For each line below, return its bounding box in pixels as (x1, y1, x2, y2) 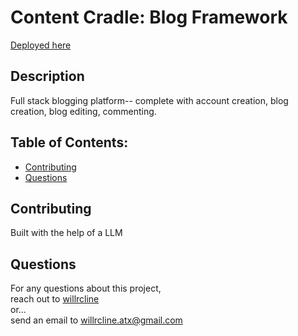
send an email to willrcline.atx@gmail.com (10, 314, 183, 326)
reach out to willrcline (10, 293, 100, 305)
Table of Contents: (10, 134, 129, 151)
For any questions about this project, (10, 282, 162, 295)
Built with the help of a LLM (10, 227, 123, 239)
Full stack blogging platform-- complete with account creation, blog (10, 94, 289, 106)
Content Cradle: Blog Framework (10, 6, 288, 29)
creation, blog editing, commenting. (10, 105, 157, 117)
